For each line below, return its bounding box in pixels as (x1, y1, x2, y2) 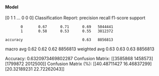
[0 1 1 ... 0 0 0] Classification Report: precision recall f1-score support (5, 15, 146, 21)
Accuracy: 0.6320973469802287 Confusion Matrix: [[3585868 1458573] (5, 56, 154, 62)
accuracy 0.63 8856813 (5, 38, 113, 42)
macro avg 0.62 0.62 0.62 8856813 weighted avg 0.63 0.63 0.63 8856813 (5, 46, 155, 52)
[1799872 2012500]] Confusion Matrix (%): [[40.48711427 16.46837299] (5, 61, 152, 67)
